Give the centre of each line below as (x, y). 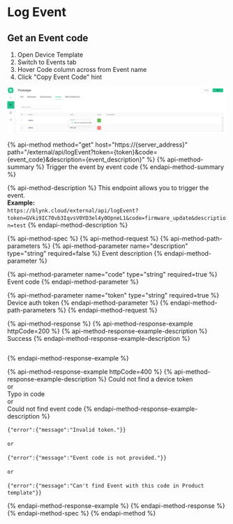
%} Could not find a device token (145, 379)
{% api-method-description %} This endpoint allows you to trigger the (108, 188)
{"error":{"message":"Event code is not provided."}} (87, 458)
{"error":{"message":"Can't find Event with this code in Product (106, 486)
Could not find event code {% (50, 409)
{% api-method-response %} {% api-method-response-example (100, 323)
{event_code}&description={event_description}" (76, 159)
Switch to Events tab (47, 62)
